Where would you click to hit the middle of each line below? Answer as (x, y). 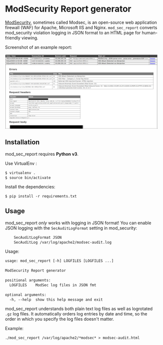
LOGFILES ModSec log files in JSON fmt (53, 285)
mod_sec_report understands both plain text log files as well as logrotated (79, 309)
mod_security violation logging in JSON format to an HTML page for (73, 33)
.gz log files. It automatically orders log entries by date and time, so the (76, 313)
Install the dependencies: (30, 187)
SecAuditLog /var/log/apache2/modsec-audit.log (63, 242)
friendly (13, 38)
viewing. (30, 38)
